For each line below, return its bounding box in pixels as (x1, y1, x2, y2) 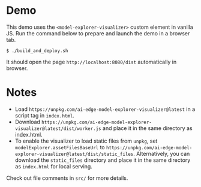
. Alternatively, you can (133, 150, 190, 157)
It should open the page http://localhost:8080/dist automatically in (6, 58, 177, 65)
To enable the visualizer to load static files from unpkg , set (14, 137, 158, 144)
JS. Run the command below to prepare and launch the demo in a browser (6, 29, 190, 37)
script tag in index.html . (14, 111, 75, 119)
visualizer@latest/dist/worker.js (14, 125, 101, 132)
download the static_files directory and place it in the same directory (14, 156, 191, 164)
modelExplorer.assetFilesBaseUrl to (14, 143, 105, 150)
